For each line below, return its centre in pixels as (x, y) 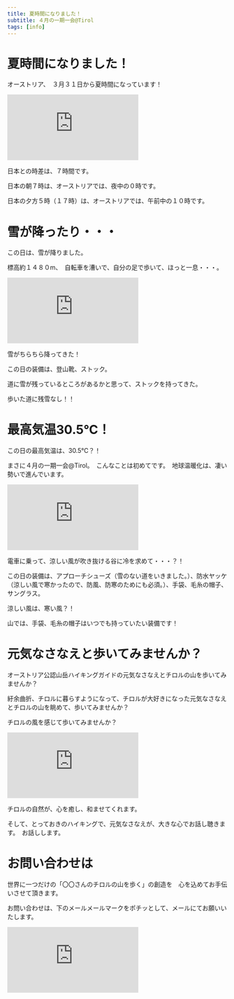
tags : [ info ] (26, 27)
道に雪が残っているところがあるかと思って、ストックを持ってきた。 (104, 384)
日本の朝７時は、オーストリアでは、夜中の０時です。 (83, 186)
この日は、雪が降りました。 (47, 252)
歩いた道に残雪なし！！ (41, 399)
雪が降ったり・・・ (63, 232)
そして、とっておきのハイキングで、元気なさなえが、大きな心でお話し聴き (114, 824)
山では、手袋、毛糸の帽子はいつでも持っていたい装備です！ (93, 623)
